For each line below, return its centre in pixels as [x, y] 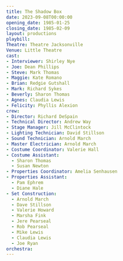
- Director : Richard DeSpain [42, 116]
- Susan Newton [30, 166]
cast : [13, 56]
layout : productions [32, 34]
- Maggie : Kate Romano [34, 78]
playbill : [18, 39]
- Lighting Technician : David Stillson [55, 133]
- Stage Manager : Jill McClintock [49, 128]
